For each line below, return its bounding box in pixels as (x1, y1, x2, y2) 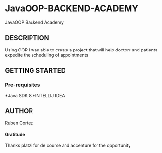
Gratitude (5, 131, 26, 137)
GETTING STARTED (5, 66, 66, 75)
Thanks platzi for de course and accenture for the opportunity (5, 142, 131, 149)
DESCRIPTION (5, 34, 49, 42)
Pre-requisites (5, 81, 40, 88)
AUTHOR (5, 107, 33, 115)
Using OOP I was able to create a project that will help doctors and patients (5, 47, 158, 52)
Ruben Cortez (5, 120, 33, 126)
